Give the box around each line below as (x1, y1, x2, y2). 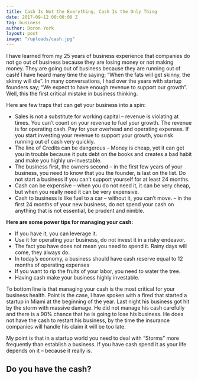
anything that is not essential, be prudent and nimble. (14, 207, 145, 214)
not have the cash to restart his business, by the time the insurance (6, 317, 170, 324)
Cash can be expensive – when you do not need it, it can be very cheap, (14, 182, 191, 189)
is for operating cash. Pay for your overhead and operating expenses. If (14, 125, 189, 132)
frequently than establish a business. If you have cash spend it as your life (6, 341, 187, 347)
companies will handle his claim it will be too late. (6, 323, 126, 330)
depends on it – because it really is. (6, 347, 93, 354)
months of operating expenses (14, 261, 90, 268)
